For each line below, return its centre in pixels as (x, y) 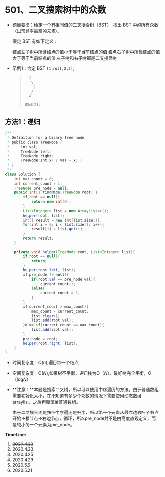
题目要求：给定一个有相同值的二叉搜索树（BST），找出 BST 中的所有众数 (85, 25)
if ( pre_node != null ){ (46, 275)
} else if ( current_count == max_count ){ (64, 325)
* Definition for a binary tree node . (47, 138)
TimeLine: (15, 434)
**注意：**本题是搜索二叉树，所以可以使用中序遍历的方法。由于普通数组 (85, 390)
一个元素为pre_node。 (52, 425)
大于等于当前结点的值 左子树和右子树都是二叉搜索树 (64, 58)
